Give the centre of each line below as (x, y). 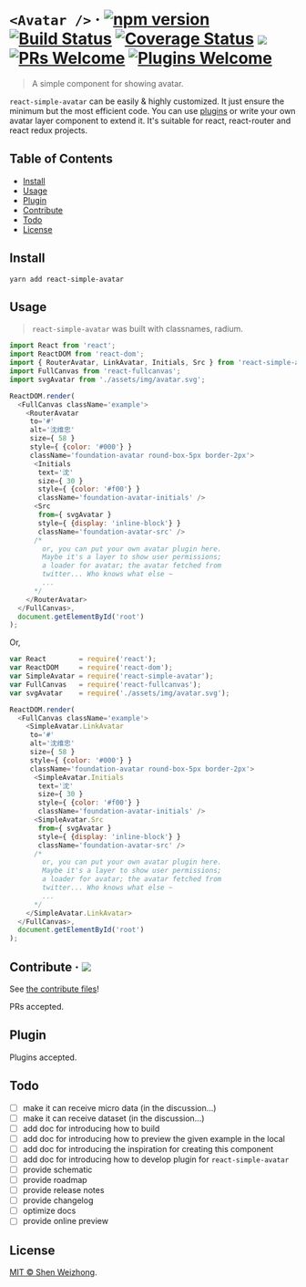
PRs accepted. (37, 1006)
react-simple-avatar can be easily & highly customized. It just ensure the (147, 101)
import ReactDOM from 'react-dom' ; (77, 354)
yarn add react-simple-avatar (67, 279)
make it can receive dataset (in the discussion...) (113, 1118)
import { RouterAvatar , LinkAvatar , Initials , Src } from (122, 363)
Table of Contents (61, 159)
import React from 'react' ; (63, 346)
